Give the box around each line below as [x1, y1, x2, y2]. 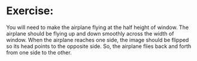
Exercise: [6, 4, 54, 18]
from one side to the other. [6, 49, 72, 56]
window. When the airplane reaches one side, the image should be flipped [6, 36, 189, 43]
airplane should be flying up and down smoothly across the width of [6, 30, 174, 37]
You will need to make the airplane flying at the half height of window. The [6, 24, 189, 31]
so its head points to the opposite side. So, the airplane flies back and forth [6, 43, 192, 50]
